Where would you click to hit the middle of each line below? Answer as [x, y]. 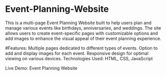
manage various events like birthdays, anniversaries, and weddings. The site [83, 28]
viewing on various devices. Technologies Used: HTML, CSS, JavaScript [79, 58]
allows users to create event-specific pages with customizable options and [82, 33]
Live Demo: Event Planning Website [41, 68]
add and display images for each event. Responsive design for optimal [77, 53]
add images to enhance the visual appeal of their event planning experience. [83, 38]
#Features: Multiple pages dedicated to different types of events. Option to [82, 48]
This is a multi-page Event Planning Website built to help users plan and [79, 23]
